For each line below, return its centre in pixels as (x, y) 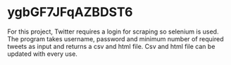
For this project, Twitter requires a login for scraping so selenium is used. (113, 31)
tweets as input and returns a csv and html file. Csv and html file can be (111, 46)
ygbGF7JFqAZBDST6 (70, 12)
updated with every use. (42, 54)
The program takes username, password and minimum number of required (115, 38)
